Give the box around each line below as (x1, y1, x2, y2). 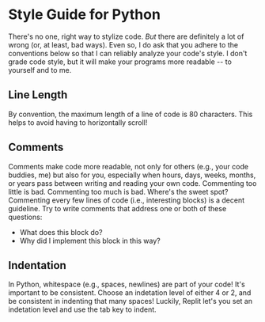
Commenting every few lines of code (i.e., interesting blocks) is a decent (8, 195, 245, 205)
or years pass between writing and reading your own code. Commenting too (8, 178, 257, 188)
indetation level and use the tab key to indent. (8, 305, 157, 314)
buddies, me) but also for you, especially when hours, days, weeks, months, (8, 170, 256, 180)
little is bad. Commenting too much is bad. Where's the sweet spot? (8, 187, 229, 196)
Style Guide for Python (8, 6, 161, 24)
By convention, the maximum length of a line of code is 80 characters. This (8, 109, 253, 119)
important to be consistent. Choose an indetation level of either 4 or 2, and (8, 288, 252, 297)
